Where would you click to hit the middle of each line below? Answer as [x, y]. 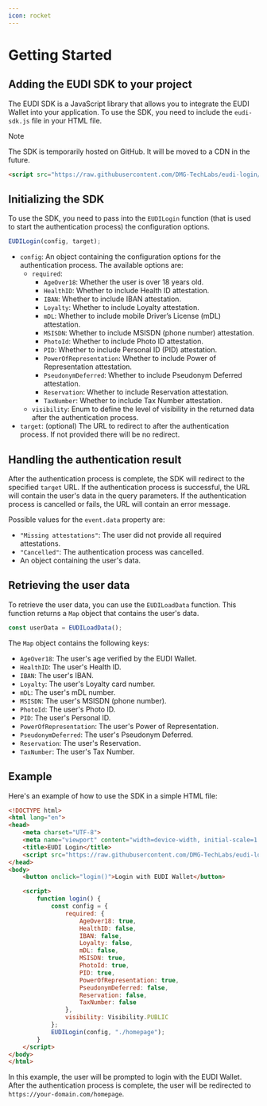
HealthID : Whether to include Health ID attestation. [126, 291]
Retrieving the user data [69, 585]
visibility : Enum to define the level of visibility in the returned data [143, 409]
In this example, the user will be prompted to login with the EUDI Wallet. [125, 1077]
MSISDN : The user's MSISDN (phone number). [93, 700]
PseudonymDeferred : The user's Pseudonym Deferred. [106, 735]
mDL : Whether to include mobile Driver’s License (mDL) [132, 316]
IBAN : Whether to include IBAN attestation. [112, 299]
